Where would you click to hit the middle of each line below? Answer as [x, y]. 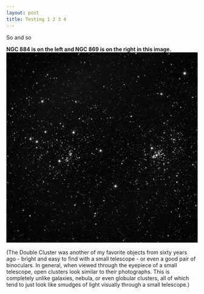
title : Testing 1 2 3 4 [36, 19]
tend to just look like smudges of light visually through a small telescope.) [98, 285]
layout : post [23, 13]
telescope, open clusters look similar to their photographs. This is [88, 272]
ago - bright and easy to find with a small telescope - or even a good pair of [101, 259]
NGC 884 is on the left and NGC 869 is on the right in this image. [89, 49]
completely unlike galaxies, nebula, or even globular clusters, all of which [98, 278]
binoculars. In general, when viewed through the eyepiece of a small [92, 265]
